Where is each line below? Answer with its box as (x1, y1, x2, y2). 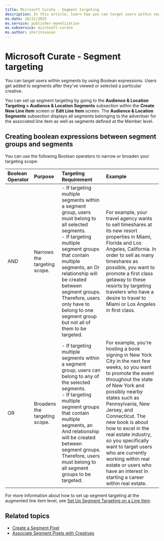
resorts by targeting (106, 282, 151, 289)
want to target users (106, 443, 152, 450)
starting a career (106, 473, 144, 480)
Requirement (61, 176, 93, 183)
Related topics (5, 512, 50, 520)
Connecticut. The (106, 412, 146, 419)
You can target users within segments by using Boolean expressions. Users (5, 77, 157, 83)
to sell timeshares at (106, 221, 152, 228)
